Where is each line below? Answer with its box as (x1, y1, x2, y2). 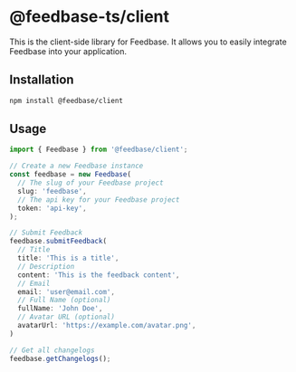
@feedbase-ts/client (9, 6, 170, 27)
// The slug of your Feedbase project (17, 178, 165, 187)
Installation (9, 72, 74, 88)
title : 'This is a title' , (17, 253, 119, 263)
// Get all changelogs (9, 346, 95, 355)
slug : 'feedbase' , (17, 186, 88, 196)
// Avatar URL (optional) (17, 312, 116, 322)
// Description (17, 262, 75, 271)
